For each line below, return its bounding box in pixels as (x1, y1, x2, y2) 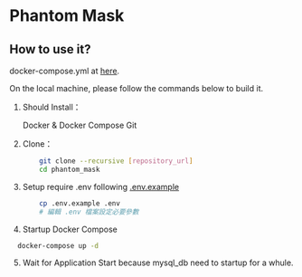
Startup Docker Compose (22, 224, 118, 234)
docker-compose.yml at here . (9, 65, 120, 76)
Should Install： (22, 101, 81, 112)
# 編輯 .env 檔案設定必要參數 (39, 207, 139, 216)
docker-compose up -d (17, 241, 99, 250)
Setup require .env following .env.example (22, 181, 179, 192)
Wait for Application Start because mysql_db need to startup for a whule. (22, 257, 294, 268)
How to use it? (9, 42, 91, 57)
